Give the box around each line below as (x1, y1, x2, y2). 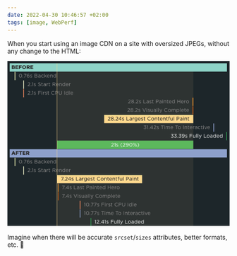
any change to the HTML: (7, 47, 81, 55)
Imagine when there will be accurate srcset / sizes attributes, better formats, (7, 233, 228, 242)
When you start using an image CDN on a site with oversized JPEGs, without (7, 39, 230, 47)
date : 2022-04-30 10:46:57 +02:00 (7, 11, 109, 18)
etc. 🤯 (7, 240, 25, 249)
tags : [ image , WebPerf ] (7, 18, 78, 26)
